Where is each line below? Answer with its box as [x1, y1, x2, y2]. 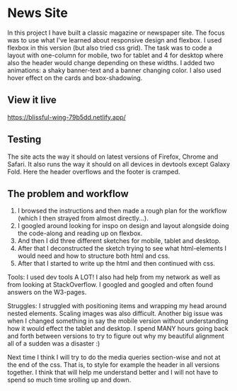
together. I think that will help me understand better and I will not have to [7, 368, 219, 377]
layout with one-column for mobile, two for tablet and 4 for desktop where [7, 51, 224, 59]
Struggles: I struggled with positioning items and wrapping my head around [7, 302, 227, 310]
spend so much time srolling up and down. [7, 375, 132, 384]
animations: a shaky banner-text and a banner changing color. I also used [7, 66, 221, 74]
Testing [7, 133, 42, 146]
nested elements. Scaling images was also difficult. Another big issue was [7, 310, 223, 318]
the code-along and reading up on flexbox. [17, 229, 143, 238]
